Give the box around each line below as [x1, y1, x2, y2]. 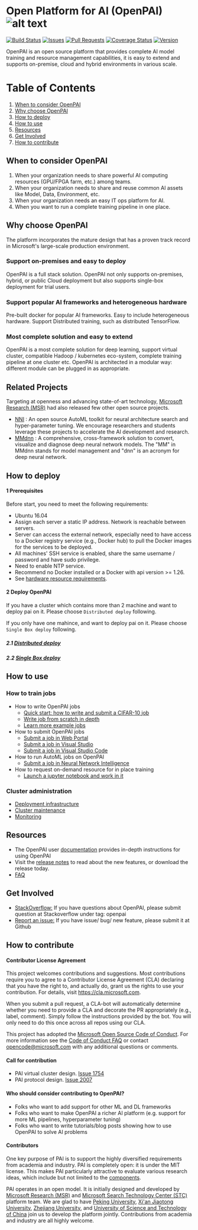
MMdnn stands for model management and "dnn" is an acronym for [14, 447, 180, 454]
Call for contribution [6, 1057, 57, 1064]
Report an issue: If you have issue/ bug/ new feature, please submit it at [14, 916, 190, 923]
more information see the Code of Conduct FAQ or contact [6, 1037, 149, 1044]
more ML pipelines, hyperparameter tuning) [14, 1116, 121, 1123]
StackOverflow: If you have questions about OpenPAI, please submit [14, 904, 181, 911]
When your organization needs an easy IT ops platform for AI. [14, 197, 165, 204]
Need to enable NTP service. [14, 562, 86, 569]
